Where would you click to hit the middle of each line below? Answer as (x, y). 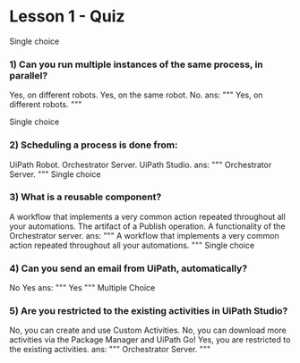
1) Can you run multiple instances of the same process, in (137, 64)
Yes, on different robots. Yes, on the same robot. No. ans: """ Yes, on (136, 95)
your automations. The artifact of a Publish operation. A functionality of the (147, 226)
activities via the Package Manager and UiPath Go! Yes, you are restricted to (150, 340)
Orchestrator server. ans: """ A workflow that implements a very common (144, 235)
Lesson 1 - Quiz (67, 17)
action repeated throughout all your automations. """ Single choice (132, 245)
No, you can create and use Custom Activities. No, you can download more (148, 330)
